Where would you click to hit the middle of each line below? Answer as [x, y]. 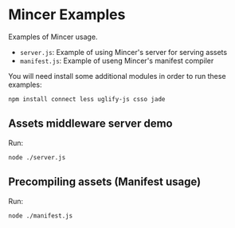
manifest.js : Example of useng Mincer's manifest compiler [117, 61]
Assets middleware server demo [90, 124]
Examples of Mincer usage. [53, 37]
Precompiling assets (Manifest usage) [105, 182]
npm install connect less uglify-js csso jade [87, 99]
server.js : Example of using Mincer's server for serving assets [123, 52]
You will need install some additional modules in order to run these [117, 76]
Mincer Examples [67, 15]
